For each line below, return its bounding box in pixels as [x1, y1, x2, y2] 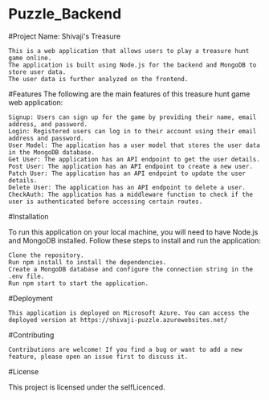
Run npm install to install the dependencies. [8, 258, 167, 266]
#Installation [8, 211, 50, 221]
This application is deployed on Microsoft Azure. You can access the [8, 308, 250, 317]
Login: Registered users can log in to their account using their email [8, 127, 257, 135]
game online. [8, 54, 52, 62]
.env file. [8, 272, 45, 280]
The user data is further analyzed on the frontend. [8, 75, 189, 83]
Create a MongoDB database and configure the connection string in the [8, 265, 253, 273]
